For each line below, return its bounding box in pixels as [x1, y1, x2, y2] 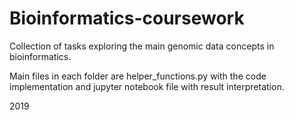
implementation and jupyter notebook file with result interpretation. [9, 80, 285, 92]
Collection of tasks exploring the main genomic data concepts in [9, 40, 275, 52]
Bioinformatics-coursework [9, 7, 245, 30]
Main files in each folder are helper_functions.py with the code [9, 70, 267, 82]
